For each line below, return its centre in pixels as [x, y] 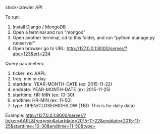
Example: [15, 115]
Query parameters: [25, 63]
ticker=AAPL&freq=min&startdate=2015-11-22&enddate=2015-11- [73, 121]
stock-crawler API [24, 7]
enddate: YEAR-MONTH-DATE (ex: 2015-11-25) [62, 90]
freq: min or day [29, 79]
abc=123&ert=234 [32, 54]
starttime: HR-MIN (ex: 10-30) [43, 95]
